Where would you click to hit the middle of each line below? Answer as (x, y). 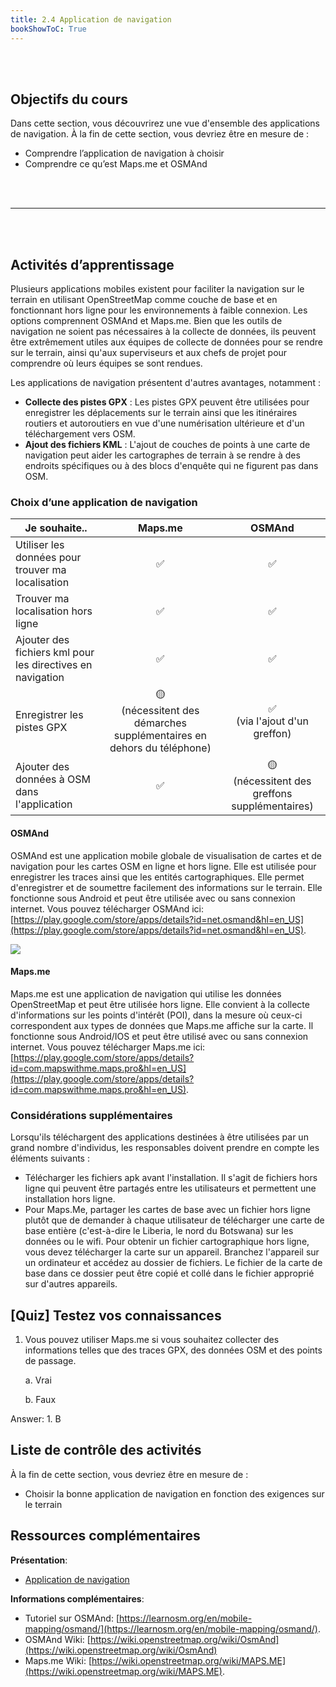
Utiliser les (40, 545)
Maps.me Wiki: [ (58, 1660)
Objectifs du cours (69, 99)
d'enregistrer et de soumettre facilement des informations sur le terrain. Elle (166, 887)
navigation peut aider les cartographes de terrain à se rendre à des (162, 455)
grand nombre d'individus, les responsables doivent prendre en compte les (165, 1148)
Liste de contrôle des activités (106, 1450)
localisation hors (54, 611)
